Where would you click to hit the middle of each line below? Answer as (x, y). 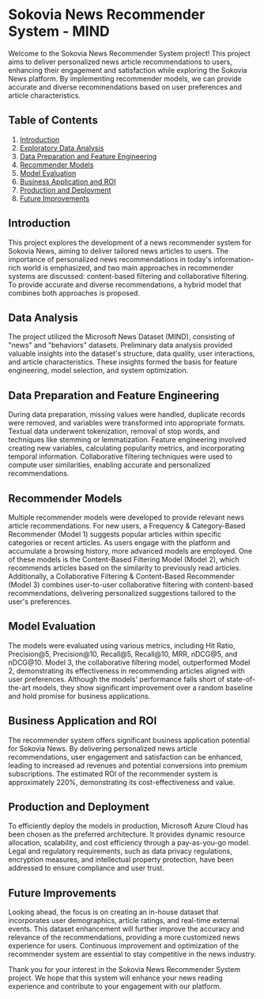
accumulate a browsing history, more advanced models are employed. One (130, 551)
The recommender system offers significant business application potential (129, 740)
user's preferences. (40, 601)
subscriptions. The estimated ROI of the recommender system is (113, 773)
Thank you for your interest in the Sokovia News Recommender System (124, 970)
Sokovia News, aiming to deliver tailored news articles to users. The (119, 250)
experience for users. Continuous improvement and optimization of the (124, 946)
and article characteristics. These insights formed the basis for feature (123, 362)
